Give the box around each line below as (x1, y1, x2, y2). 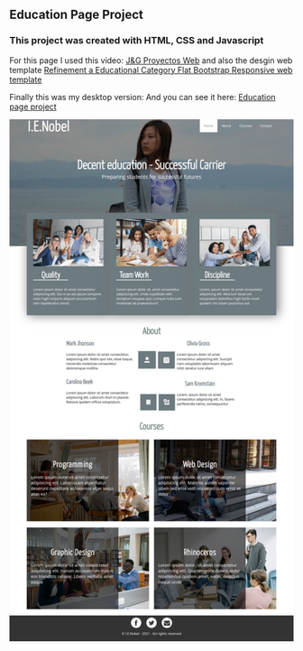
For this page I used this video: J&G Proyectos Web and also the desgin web (9, 54, 293, 66)
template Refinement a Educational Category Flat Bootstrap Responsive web (9, 64, 293, 75)
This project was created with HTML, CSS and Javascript (9, 34, 264, 47)
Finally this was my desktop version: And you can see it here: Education (9, 91, 277, 102)
